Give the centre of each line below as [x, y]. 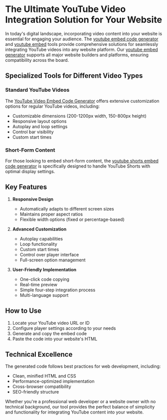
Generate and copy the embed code [50, 333]
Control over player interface [49, 254]
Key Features [26, 187]
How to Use [23, 311]
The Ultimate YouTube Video [66, 9]
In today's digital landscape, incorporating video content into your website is [84, 33]
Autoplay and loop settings [40, 126]
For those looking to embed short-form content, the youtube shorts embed [82, 161]
